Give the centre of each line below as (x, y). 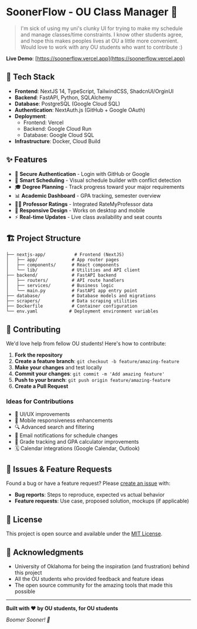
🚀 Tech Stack (30, 77)
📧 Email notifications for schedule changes (66, 435)
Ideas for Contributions (40, 401)
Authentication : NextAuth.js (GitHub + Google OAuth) (80, 110)
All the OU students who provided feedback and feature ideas (89, 578)
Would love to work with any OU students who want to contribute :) (101, 47)
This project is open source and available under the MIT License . (84, 534)
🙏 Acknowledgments (45, 552)
